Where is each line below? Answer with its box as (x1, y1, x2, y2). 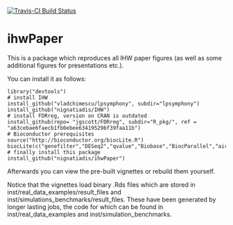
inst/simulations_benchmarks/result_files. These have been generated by (7, 195, 216, 203)
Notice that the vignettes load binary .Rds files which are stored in (7, 181, 196, 189)
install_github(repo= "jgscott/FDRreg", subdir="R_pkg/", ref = (7, 118, 197, 125)
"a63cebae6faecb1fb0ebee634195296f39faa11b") (7, 124, 141, 131)
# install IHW (7, 94, 49, 101)
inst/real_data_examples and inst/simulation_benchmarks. (7, 210, 172, 218)
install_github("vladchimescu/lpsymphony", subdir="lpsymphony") (7, 100, 200, 107)
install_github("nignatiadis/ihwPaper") (7, 155, 126, 162)
